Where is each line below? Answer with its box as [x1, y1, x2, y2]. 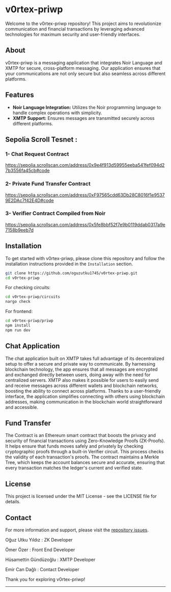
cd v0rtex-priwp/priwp [5, 318, 53, 323]
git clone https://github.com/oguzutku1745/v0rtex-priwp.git [5, 270, 138, 276]
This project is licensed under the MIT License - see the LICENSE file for [5, 493, 157, 499]
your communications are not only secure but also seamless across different [5, 70, 166, 76]
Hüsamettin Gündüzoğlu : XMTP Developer [5, 557, 96, 563]
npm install [5, 323, 31, 328]
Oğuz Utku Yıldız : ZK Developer [5, 537, 73, 543]
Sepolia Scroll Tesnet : [5, 135, 78, 144]
